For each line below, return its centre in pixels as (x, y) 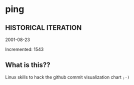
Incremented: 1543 (24, 49)
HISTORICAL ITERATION (43, 28)
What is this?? (28, 65)
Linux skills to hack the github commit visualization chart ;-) (67, 77)
